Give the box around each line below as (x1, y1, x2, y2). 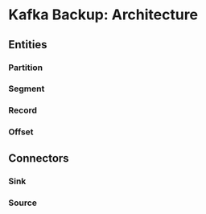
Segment (8, 83, 45, 94)
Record (8, 105, 38, 116)
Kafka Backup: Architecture (8, 6, 199, 24)
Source (8, 197, 38, 208)
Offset (8, 126, 34, 138)
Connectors (8, 151, 70, 165)
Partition (8, 62, 43, 73)
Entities (8, 38, 47, 51)
